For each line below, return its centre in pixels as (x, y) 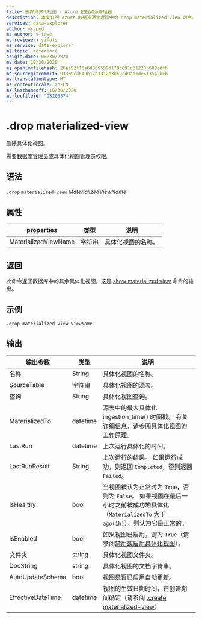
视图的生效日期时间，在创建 (142, 588)
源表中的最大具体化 (130, 407)
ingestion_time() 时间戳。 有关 (145, 416)
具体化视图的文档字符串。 (139, 566)
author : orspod (25, 29)
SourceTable (27, 385)
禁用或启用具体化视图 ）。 (149, 543)
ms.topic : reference (32, 51)
